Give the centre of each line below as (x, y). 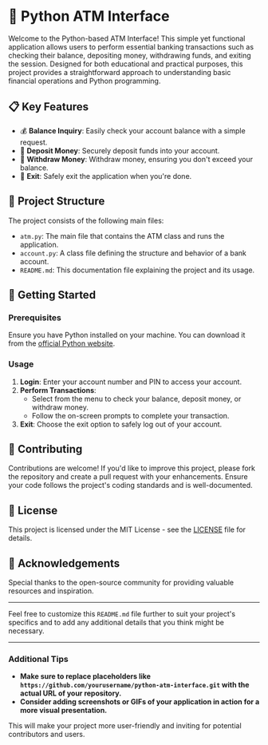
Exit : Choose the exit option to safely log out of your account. (121, 424)
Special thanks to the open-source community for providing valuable (121, 582)
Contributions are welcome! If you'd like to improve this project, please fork (132, 468)
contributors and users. (47, 735)
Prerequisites (35, 317)
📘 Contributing (45, 449)
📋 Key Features (49, 107)
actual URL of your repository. (71, 693)
